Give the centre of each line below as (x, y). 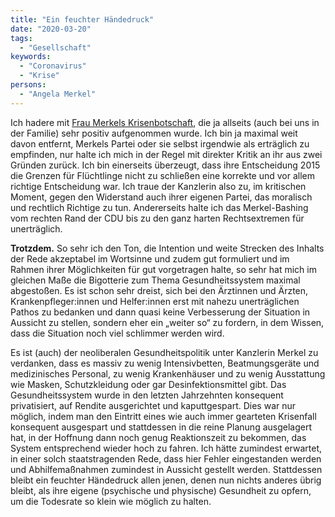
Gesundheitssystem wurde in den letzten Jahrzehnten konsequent (147, 395)
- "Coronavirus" (53, 66)
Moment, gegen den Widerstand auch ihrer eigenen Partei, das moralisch (161, 197)
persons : (28, 85)
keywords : (31, 57)
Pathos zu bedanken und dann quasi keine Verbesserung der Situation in (160, 312)
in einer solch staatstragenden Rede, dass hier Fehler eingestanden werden (166, 458)
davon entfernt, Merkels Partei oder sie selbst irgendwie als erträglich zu (160, 143)
